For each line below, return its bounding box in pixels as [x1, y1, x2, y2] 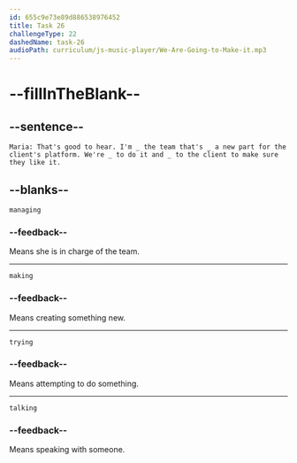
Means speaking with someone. [9, 444, 126, 455]
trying [9, 337, 34, 346]
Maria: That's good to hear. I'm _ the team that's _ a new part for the [9, 143, 287, 151]
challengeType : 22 [9, 29, 77, 38]
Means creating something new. [9, 312, 126, 323]
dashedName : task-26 [9, 37, 86, 47]
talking [9, 404, 38, 413]
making [9, 272, 34, 281]
